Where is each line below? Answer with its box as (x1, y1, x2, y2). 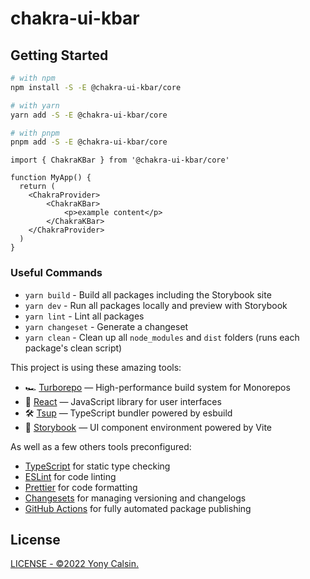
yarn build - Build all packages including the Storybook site (24, 288, 272, 301)
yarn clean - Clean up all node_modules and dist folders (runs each (24, 331, 300, 343)
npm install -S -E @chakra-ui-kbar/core (10, 82, 182, 92)
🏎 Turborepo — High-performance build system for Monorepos (24, 381, 291, 393)
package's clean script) (24, 342, 123, 354)
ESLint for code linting (24, 470, 117, 482)
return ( (19, 182, 56, 192)
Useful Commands (10, 266, 103, 280)
